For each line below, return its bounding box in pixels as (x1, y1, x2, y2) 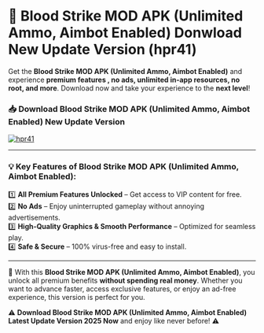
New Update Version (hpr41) (8, 41, 197, 58)
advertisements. (8, 213, 60, 222)
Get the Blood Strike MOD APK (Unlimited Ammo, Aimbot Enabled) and (8, 66, 243, 76)
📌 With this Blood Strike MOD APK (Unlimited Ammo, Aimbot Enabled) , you (8, 267, 255, 276)
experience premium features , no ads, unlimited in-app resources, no (8, 75, 240, 84)
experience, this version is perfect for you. (8, 292, 145, 302)
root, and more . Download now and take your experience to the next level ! (8, 83, 251, 93)
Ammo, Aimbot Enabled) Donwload (8, 24, 242, 42)
